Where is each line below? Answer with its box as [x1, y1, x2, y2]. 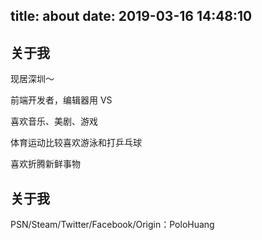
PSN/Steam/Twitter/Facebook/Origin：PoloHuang [10, 219, 215, 231]
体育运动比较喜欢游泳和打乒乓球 [10, 137, 142, 149]
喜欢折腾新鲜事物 [10, 158, 81, 170]
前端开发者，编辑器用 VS [10, 94, 113, 106]
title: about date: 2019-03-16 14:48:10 [10, 8, 253, 25]
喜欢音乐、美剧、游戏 [10, 115, 98, 128]
